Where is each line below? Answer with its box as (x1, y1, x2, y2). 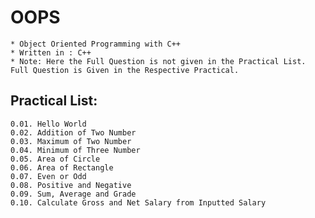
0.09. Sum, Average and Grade (10, 189, 137, 199)
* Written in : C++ (10, 47, 92, 58)
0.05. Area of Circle (10, 154, 101, 164)
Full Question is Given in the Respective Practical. (10, 65, 240, 75)
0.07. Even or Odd (10, 171, 87, 181)
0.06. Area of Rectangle (10, 162, 114, 173)
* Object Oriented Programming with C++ (10, 39, 182, 49)
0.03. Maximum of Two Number (10, 136, 132, 146)
